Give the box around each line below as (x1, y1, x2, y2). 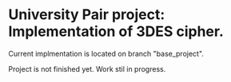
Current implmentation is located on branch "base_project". (8, 49, 204, 58)
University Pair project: (8, 6, 165, 24)
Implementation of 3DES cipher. (8, 22, 224, 41)
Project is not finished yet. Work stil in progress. (8, 64, 166, 73)
